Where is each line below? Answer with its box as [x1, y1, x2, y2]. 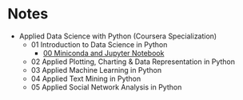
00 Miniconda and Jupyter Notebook [42, 48, 165, 58]
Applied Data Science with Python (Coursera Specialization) [18, 31, 217, 41]
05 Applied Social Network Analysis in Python [30, 82, 182, 92]
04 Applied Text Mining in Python [30, 74, 141, 83]
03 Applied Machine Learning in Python [30, 65, 161, 74]
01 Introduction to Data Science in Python [30, 39, 168, 49]
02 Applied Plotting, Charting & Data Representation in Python [30, 57, 236, 66]
